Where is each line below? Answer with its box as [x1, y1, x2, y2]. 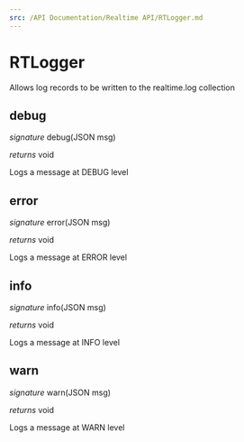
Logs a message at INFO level [9, 337, 120, 347]
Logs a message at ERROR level [9, 252, 128, 262]
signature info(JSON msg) [9, 302, 106, 312]
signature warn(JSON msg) [9, 387, 111, 398]
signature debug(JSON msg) [9, 132, 116, 143]
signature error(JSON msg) [9, 217, 111, 228]
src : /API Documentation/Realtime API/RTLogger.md [9, 13, 203, 23]
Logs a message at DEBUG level [9, 167, 129, 178]
